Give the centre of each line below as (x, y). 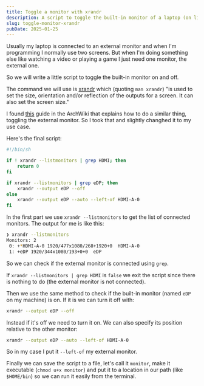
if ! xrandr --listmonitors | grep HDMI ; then (66, 161)
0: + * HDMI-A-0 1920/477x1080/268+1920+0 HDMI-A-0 (74, 246)
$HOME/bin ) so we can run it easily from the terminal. (71, 376)
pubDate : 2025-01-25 (32, 29)
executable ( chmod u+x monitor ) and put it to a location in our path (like (95, 370)
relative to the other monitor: (42, 329)
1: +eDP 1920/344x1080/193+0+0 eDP (55, 252)
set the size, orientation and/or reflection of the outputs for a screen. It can (100, 95)
